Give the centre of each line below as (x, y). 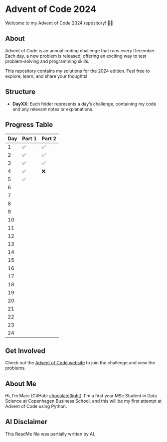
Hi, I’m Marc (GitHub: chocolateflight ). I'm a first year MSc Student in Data (81, 396)
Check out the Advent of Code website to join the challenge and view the (80, 363)
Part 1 (29, 139)
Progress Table (29, 125)
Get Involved (25, 351)
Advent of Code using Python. (36, 406)
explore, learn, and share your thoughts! (46, 76)
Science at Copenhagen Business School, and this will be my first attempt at (83, 401)
